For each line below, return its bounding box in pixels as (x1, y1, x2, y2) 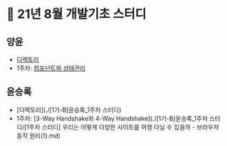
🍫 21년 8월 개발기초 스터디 (6, 6, 147, 22)
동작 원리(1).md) (16, 132, 61, 140)
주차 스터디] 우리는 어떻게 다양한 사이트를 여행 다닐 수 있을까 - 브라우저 (29, 123, 219, 131)
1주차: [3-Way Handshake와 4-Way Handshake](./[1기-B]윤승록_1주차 (16, 114, 208, 123)
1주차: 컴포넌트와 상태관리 (16, 64, 86, 72)
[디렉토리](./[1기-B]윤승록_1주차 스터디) (16, 105, 122, 114)
